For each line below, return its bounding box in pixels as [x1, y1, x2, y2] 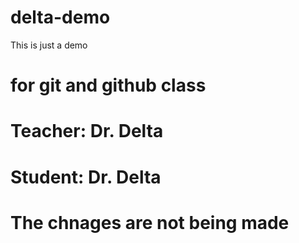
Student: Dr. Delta [10, 166, 162, 188]
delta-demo [10, 6, 111, 29]
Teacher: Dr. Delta [10, 120, 164, 143]
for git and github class [10, 74, 207, 97]
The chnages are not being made [10, 211, 290, 234]
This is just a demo [10, 39, 88, 51]
